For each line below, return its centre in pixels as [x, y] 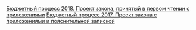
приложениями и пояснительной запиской [60, 21]
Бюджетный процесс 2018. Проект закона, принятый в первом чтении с [98, 9]
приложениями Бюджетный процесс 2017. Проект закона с [82, 15]
